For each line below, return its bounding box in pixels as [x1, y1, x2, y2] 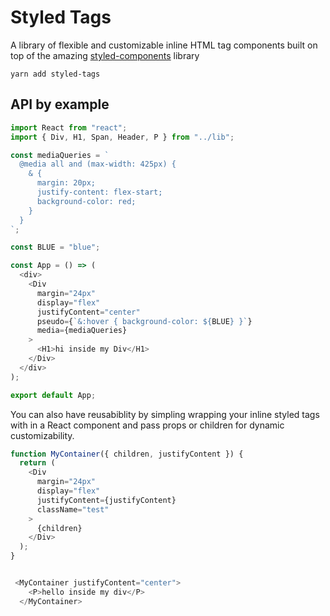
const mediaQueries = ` [10, 150, 110, 160]
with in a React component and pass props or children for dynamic [10, 419, 285, 431]
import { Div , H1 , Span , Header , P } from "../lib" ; [10, 132, 235, 142]
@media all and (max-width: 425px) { [19, 159, 177, 170]
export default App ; [10, 390, 97, 400]
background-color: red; [36, 196, 137, 206]
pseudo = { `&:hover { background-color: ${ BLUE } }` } [36, 316, 253, 326]
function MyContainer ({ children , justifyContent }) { [10, 449, 244, 459]
